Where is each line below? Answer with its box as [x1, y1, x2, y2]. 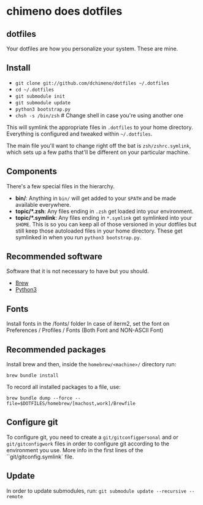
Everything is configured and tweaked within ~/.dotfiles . [6, 130, 153, 137]
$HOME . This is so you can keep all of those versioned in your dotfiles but [15, 220, 197, 228]
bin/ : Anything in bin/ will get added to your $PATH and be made [15, 195, 177, 202]
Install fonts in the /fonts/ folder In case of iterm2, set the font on [6, 320, 170, 328]
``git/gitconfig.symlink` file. [6, 453, 74, 460]
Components [6, 166, 57, 177]
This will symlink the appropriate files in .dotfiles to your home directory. [6, 123, 193, 131]
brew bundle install [6, 372, 59, 379]
